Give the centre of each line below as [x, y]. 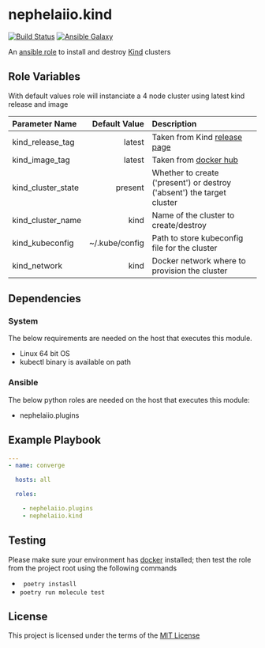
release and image [38, 104]
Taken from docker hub [195, 160]
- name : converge [37, 466]
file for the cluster [185, 248]
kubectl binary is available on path [75, 362]
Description [174, 123]
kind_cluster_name [47, 220]
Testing [27, 541]
